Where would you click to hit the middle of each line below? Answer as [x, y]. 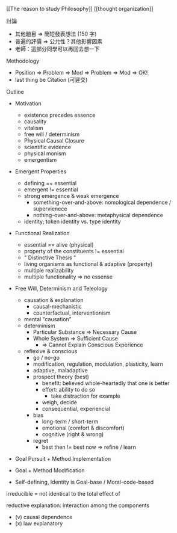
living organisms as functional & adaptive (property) [88, 264]
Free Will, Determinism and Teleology [61, 288]
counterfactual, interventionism [72, 313]
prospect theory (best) [61, 377]
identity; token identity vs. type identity [73, 221]
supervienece [50, 209]
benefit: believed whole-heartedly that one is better [106, 383]
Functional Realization [42, 233]
